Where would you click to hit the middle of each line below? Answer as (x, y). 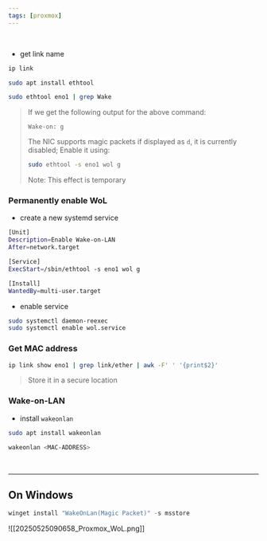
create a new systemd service (69, 218)
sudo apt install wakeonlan (55, 433)
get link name (42, 53)
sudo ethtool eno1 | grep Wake (60, 97)
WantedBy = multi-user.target (55, 291)
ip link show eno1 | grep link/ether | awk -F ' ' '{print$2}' (113, 365)
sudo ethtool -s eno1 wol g (74, 165)
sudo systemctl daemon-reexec (58, 321)
